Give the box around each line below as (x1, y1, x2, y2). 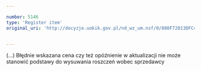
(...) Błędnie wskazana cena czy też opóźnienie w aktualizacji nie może (6, 52, 181, 59)
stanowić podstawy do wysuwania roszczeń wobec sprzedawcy (6, 58, 165, 66)
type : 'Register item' (6, 19, 63, 26)
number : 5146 (6, 14, 39, 20)
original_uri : (6, 25, 42, 31)
